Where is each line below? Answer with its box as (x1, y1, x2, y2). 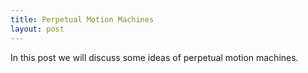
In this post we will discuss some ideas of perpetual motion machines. (10, 51, 299, 63)
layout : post (10, 24, 65, 34)
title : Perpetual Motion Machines (10, 14, 155, 25)
